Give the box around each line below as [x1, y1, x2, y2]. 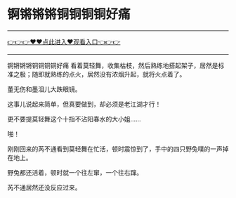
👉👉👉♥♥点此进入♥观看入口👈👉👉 [7, 37, 121, 46]
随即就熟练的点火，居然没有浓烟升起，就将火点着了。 [31, 70, 186, 78]
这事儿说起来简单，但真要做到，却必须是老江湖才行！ [7, 100, 162, 108]
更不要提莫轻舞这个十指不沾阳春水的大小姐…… [7, 114, 142, 123]
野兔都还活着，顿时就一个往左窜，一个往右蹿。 [7, 168, 143, 176]
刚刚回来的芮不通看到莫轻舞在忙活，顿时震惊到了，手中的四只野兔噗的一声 [7, 145, 223, 153]
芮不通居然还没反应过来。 [7, 183, 81, 192]
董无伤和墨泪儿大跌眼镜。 [7, 85, 81, 93]
